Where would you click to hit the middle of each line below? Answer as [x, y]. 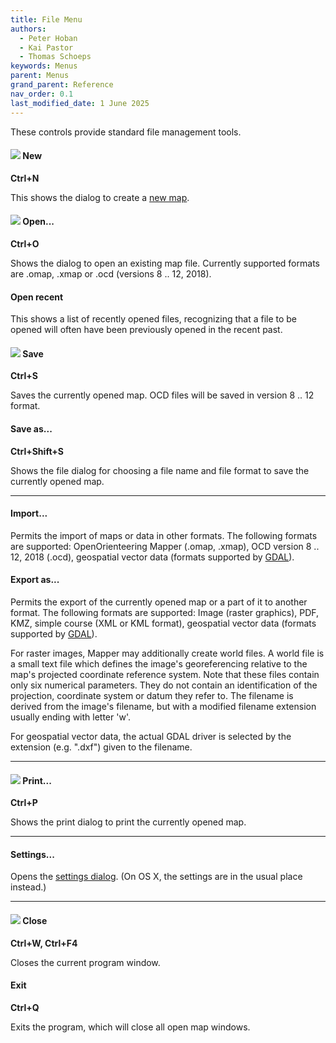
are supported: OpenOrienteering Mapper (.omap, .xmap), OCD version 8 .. [165, 546]
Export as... [35, 580]
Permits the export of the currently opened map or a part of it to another [159, 602]
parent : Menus [40, 76]
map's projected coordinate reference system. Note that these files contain [165, 674]
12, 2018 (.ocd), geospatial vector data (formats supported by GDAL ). [152, 557]
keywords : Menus [44, 66]
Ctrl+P [24, 803]
